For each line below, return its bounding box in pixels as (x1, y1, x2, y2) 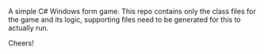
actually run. (8, 23, 49, 32)
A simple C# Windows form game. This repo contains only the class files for (8, 7, 256, 16)
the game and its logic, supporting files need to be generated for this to (8, 15, 241, 24)
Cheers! (8, 38, 34, 48)
